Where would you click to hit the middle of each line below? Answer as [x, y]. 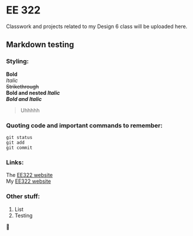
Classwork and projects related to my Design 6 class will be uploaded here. [97, 26]
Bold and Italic [24, 99]
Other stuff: [23, 196]
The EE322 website [30, 175]
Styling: [18, 61]
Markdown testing [40, 45]
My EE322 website [29, 181]
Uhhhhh [30, 110]
